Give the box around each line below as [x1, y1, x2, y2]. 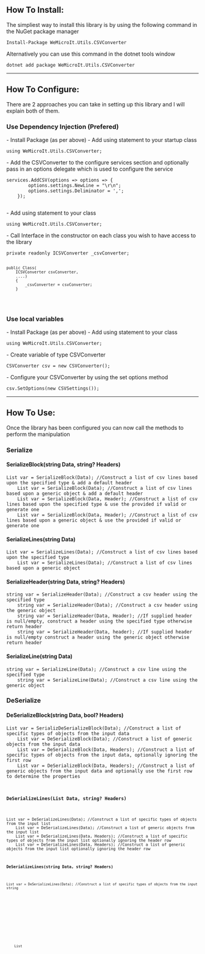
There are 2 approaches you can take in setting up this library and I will [6, 100, 185, 108]
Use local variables [6, 314, 64, 323]
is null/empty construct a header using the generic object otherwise [6, 634, 190, 641]
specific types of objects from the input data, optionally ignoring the [6, 752, 198, 758]
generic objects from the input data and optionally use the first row [6, 767, 192, 774]
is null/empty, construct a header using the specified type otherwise [6, 618, 192, 624]
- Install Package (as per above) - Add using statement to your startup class [6, 136, 197, 143]
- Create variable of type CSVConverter [6, 351, 106, 358]
